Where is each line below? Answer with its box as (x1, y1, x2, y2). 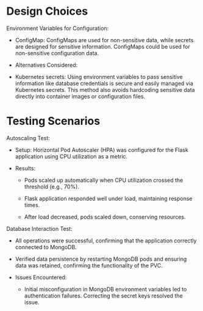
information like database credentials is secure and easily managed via (15, 80, 193, 87)
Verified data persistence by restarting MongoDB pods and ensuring (15, 255, 187, 263)
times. (24, 201, 40, 209)
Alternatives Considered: (15, 61, 78, 69)
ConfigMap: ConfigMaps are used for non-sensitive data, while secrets (15, 36, 194, 43)
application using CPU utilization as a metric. (15, 152, 128, 160)
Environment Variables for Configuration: (6, 24, 109, 32)
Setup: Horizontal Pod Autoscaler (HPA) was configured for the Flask (15, 146, 189, 154)
